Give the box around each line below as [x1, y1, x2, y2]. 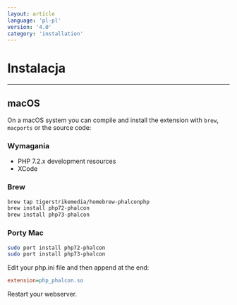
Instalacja [7, 61, 66, 76]
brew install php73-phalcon [7, 211, 90, 219]
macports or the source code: [7, 124, 92, 131]
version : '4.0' [7, 23, 52, 30]
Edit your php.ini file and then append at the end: [7, 263, 150, 272]
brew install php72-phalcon [7, 205, 90, 212]
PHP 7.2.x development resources [17, 157, 116, 166]
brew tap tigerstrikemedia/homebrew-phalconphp [7, 198, 150, 205]
